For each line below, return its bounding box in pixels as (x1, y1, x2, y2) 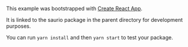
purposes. (6, 23, 31, 29)
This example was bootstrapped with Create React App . (6, 5, 143, 12)
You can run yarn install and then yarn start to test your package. (6, 34, 173, 41)
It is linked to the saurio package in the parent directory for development (6, 16, 183, 23)
